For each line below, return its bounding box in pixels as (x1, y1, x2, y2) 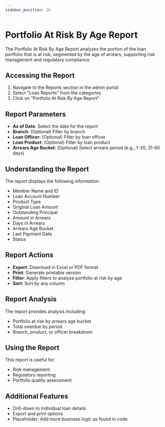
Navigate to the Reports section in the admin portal (12, 84, 119, 91)
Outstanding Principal (12, 209, 58, 215)
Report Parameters (5, 110, 66, 119)
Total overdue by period (12, 324, 63, 330)
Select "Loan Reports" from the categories (12, 90, 101, 96)
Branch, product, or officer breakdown (12, 329, 93, 335)
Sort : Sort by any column (12, 280, 65, 286)
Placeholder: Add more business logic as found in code (12, 416, 128, 422)
